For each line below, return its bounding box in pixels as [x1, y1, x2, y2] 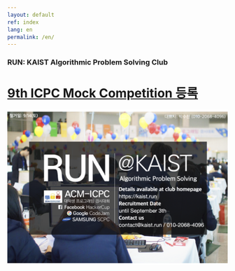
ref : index [7, 18, 39, 26]
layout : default [7, 11, 55, 18]
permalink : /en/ [7, 34, 55, 41]
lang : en [7, 26, 33, 33]
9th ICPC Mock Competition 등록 [7, 85, 198, 102]
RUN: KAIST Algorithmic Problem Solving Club [7, 57, 168, 67]
